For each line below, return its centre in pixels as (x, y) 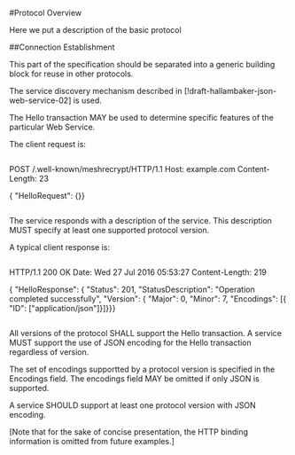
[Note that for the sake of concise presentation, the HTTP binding (129, 432)
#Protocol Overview (46, 13)
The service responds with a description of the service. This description (141, 220)
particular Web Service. (52, 127)
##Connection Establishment (62, 47)
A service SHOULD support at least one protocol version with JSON (133, 405)
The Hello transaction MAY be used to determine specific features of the (142, 118)
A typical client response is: (60, 247)
